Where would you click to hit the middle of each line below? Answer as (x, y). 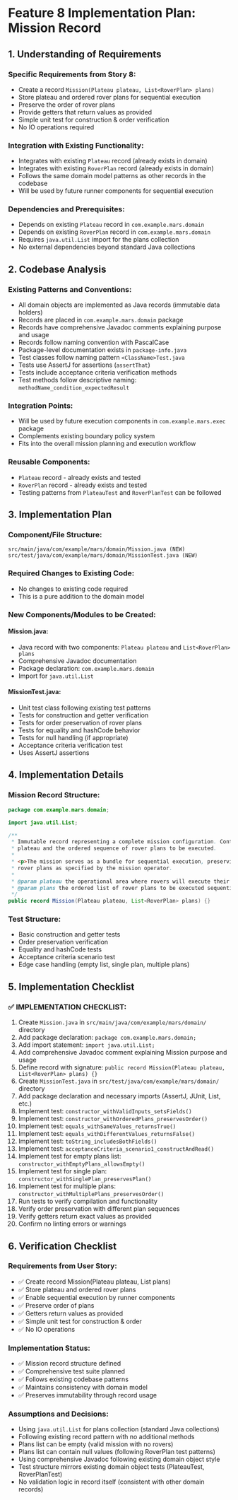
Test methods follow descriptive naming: (77, 380)
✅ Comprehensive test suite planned (72, 1371)
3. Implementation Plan (60, 515)
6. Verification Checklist (63, 1246)
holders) (30, 312)
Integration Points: (41, 406)
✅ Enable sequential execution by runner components (97, 1297)
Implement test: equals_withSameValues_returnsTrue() (97, 1126)
